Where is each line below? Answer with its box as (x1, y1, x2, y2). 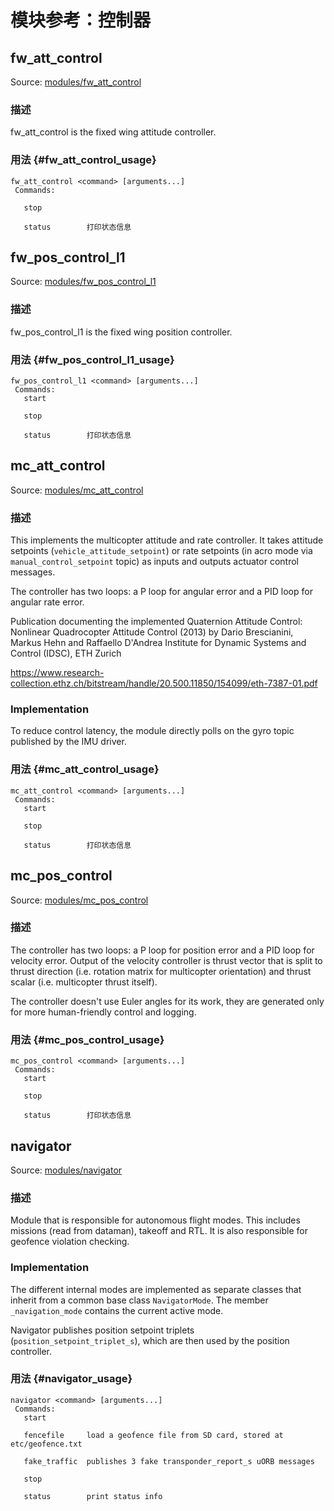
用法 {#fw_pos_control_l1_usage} (10, 352, 175, 366)
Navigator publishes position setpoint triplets (10, 1324, 195, 1336)
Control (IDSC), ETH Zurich (10, 647, 122, 660)
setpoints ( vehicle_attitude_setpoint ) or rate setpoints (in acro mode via (10, 545, 313, 557)
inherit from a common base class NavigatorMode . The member (10, 1294, 269, 1306)
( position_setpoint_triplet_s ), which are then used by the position (10, 1334, 290, 1346)
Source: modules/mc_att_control (10, 484, 144, 496)
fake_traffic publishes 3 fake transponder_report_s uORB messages (23, 1456, 315, 1466)
